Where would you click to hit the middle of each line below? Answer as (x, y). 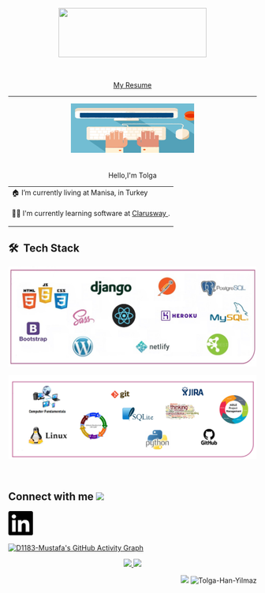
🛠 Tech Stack (44, 248)
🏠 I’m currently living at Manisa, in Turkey (80, 192)
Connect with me (51, 496)
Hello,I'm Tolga (132, 175)
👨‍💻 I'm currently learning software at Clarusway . (91, 213)
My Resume (132, 85)
